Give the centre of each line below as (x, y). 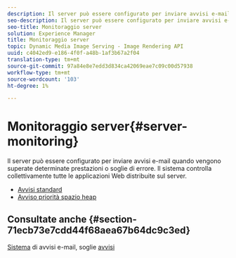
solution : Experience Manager (52, 33)
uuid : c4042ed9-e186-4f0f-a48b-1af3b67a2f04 (73, 53)
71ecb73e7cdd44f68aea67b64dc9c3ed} (99, 230)
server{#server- (139, 127)
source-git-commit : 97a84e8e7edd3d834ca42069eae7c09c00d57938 (100, 66)
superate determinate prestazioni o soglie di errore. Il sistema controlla (110, 169)
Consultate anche (47, 219)
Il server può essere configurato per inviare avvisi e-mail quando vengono (114, 161)
